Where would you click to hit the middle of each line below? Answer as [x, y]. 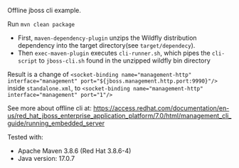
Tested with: [26, 137]
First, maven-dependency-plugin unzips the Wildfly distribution [107, 38]
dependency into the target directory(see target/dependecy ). [106, 45]
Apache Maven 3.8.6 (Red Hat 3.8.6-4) [74, 151]
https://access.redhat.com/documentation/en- [161, 108]
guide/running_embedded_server [56, 123]
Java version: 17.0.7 [46, 158]
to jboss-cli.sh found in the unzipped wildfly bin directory [125, 61]
